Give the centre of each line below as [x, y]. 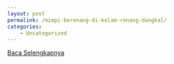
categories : [24, 26]
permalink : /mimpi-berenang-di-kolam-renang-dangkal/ [87, 20]
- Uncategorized [44, 33]
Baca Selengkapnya [36, 53]
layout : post [26, 14]
